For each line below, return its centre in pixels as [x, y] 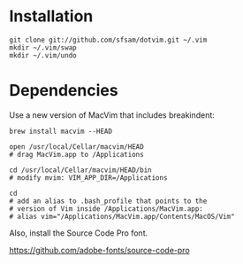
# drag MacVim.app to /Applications [76, 154]
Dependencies [64, 91]
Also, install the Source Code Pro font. [79, 233]
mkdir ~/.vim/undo [43, 55]
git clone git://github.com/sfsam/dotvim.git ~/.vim [108, 40]
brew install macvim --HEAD [61, 131]
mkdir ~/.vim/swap [43, 47]
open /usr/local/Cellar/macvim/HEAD [76, 147]
